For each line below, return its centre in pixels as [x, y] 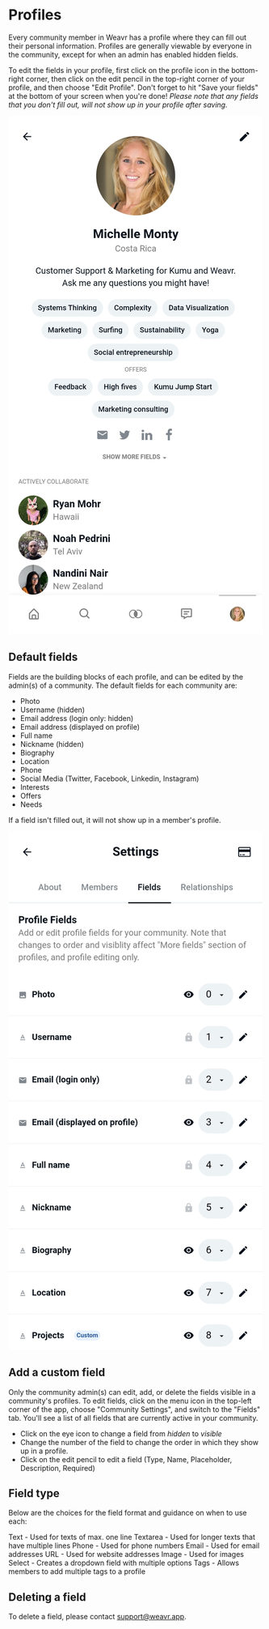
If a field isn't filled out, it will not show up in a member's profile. [115, 820]
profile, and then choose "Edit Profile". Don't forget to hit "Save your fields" [133, 87]
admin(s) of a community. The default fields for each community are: [123, 685]
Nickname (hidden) [52, 744]
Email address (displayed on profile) [80, 727]
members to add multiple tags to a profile [77, 1571]
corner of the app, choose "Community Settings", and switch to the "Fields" [134, 1409]
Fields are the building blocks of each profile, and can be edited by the [126, 676]
